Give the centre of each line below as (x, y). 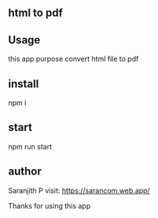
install (24, 83)
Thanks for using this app (50, 205)
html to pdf (35, 13)
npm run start (30, 146)
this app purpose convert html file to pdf (73, 59)
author (25, 172)
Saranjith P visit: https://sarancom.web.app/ (79, 190)
